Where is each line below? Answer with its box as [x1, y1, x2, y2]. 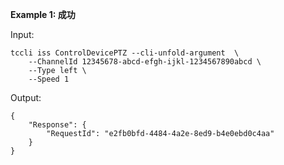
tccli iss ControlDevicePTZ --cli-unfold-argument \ [10, 48, 240, 58]
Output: [10, 92, 42, 103]
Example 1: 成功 [10, 9, 76, 20]
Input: [10, 29, 35, 40]
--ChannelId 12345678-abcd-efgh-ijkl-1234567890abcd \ [28, 57, 262, 67]
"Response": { [28, 120, 87, 130]
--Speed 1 [28, 74, 70, 84]
